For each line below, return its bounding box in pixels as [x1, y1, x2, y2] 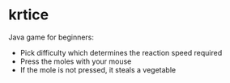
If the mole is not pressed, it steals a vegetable [19, 64, 177, 74]
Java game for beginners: [8, 32, 95, 42]
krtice [8, 6, 49, 24]
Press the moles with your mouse [19, 56, 132, 66]
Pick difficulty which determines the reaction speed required [19, 48, 223, 57]
